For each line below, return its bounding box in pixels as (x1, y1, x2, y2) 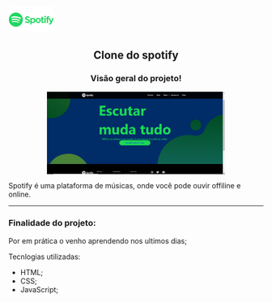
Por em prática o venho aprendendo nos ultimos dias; (8, 235, 188, 245)
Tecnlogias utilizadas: (8, 252, 81, 261)
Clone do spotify (92, 49, 179, 63)
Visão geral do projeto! (90, 72, 182, 84)
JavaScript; (19, 284, 59, 294)
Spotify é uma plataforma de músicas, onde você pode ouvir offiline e (8, 181, 241, 191)
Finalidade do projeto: (8, 218, 96, 229)
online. (8, 189, 31, 200)
